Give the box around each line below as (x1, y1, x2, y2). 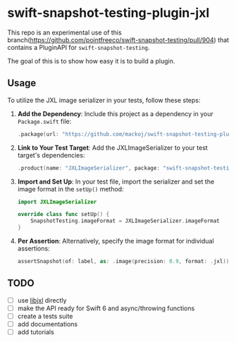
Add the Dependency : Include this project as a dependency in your (17, 109, 213, 118)
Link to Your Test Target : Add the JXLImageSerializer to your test (17, 143, 208, 152)
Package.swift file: (17, 117, 72, 125)
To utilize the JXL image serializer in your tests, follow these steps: (7, 96, 201, 104)
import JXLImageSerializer (17, 198, 97, 205)
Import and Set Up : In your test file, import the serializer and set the (17, 177, 215, 186)
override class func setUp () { (17, 211, 110, 218)
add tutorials (17, 327, 54, 336)
